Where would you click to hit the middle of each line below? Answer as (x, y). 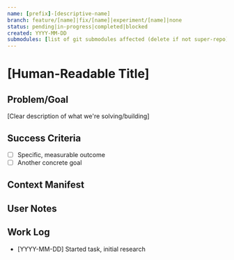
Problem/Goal (38, 99)
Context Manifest (46, 185)
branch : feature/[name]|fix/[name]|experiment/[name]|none (95, 20)
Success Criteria (44, 138)
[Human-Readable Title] (78, 74)
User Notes (32, 208)
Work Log (29, 233)
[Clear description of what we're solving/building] (78, 116)
